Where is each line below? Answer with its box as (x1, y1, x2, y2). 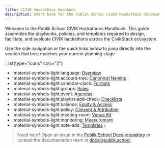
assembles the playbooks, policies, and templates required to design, (5, 31, 145, 37)
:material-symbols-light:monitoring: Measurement (12, 117, 113, 123)
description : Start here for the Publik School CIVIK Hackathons (5, 12, 141, 17)
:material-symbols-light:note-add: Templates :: (12, 122, 107, 128)
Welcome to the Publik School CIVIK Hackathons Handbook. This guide (5, 25, 150, 31)
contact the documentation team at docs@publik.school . (17, 137, 132, 143)
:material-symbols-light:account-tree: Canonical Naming (12, 75, 127, 81)
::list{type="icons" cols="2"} (5, 60, 63, 66)
